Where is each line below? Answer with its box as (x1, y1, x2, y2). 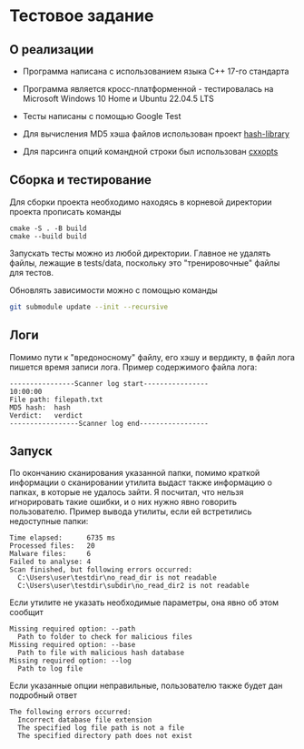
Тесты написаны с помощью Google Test (22, 111, 181, 121)
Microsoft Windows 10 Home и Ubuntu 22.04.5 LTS (22, 93, 215, 104)
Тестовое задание (9, 5, 154, 26)
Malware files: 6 (9, 550, 92, 559)
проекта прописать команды (9, 206, 122, 217)
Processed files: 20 (9, 542, 95, 551)
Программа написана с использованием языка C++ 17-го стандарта (22, 66, 289, 76)
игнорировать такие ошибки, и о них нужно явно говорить (9, 497, 238, 508)
